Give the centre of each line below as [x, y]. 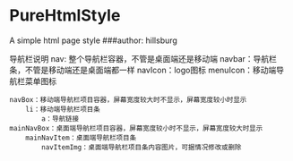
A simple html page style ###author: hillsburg [93, 40]
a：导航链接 [60, 119]
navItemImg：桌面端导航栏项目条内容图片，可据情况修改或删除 [142, 147]
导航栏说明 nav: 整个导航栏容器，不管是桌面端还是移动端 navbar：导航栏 [143, 58]
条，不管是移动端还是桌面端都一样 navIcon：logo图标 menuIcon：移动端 [143, 70]
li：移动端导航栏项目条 [63, 109]
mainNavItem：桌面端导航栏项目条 [81, 138]
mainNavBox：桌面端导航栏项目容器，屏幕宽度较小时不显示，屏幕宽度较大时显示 [136, 128]
